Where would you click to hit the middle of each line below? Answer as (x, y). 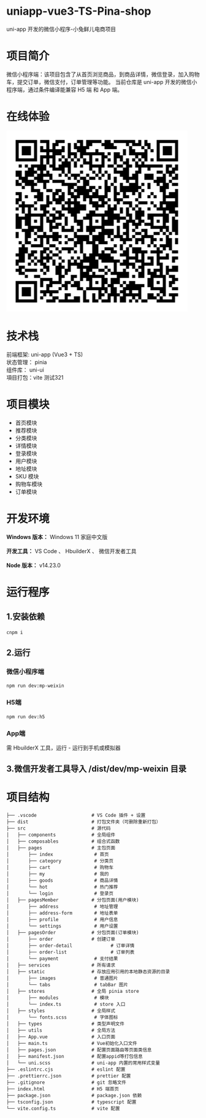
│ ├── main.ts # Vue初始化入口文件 (72, 1044)
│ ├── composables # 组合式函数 (63, 841)
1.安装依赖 (26, 617)
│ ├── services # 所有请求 (61, 965)
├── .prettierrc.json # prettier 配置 (69, 1076)
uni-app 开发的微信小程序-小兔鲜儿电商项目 (61, 29)
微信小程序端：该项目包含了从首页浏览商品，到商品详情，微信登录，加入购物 (103, 74)
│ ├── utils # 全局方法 (61, 1031)
